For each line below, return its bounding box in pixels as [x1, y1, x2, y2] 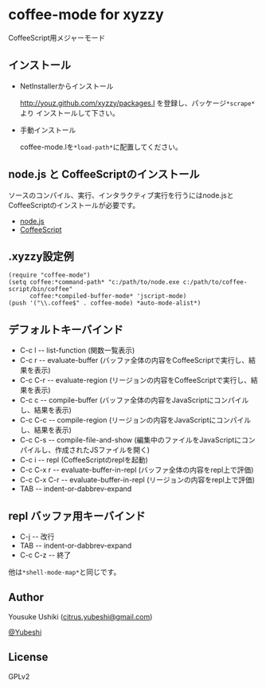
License [8, 651, 49, 664]
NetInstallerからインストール [19, 81, 114, 91]
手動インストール [19, 125, 76, 135]
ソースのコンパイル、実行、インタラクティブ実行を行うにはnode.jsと [8, 190, 234, 200]
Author [8, 591, 44, 604]
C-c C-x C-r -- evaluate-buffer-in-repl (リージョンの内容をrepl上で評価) [19, 475, 256, 485]
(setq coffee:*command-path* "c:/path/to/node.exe [8, 278, 180, 286]
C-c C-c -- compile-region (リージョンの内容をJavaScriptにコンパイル [19, 415, 252, 425]
